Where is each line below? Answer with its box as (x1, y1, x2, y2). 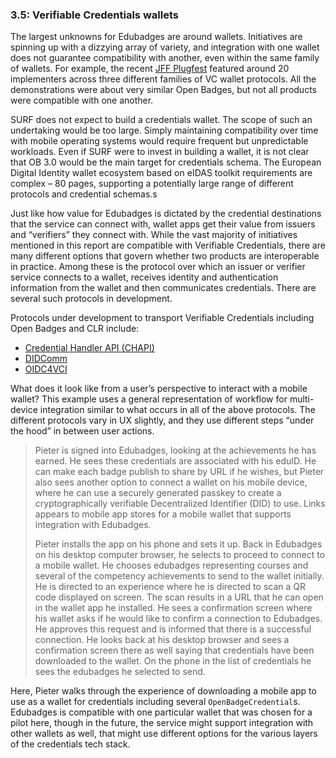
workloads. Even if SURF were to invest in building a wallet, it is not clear (10, 146, 310, 158)
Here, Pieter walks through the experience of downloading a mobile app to (10, 685, 317, 697)
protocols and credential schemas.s (10, 188, 158, 200)
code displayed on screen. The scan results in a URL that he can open (34, 591, 324, 603)
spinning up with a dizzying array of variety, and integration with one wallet (10, 41, 320, 53)
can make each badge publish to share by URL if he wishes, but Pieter (34, 466, 325, 478)
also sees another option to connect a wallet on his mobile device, (34, 476, 308, 488)
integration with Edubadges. (34, 519, 152, 531)
